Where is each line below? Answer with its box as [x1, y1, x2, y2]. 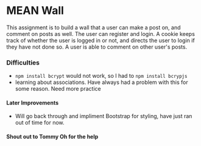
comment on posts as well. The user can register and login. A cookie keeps [6, 30, 195, 37]
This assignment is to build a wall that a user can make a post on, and [6, 24, 181, 31]
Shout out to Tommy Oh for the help [6, 133, 99, 141]
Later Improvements [6, 99, 59, 106]
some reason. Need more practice [15, 85, 102, 92]
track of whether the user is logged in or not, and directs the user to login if [6, 36, 195, 44]
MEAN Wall [6, 4, 64, 18]
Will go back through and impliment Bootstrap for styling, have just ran [15, 113, 192, 120]
